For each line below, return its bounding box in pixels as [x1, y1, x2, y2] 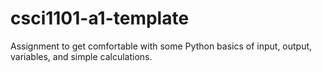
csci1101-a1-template [10, 7, 190, 30]
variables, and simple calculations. [10, 50, 153, 62]
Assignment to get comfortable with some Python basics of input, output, [10, 40, 313, 52]
